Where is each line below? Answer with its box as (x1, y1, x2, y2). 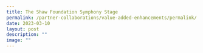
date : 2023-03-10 (6, 20, 50, 26)
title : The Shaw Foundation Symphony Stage (6, 9, 119, 15)
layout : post (6, 26, 40, 32)
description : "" (6, 32, 47, 38)
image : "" (6, 37, 32, 43)
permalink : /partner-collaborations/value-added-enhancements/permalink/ (6, 15, 198, 21)
